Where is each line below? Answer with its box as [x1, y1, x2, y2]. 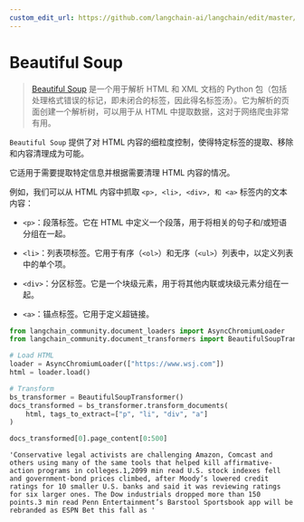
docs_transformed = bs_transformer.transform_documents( [9, 401, 229, 410]
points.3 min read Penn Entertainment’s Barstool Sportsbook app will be [9, 498, 294, 508]
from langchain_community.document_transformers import [9, 335, 224, 344]
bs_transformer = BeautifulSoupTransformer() [9, 393, 184, 402]
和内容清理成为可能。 [9, 147, 89, 158]
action [9, 467, 34, 476]
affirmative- [223, 459, 273, 468]
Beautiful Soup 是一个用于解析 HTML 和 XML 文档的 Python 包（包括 [31, 83, 288, 94]
